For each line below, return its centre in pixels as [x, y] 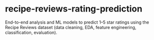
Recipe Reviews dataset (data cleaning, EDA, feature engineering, [71, 27]
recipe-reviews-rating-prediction [74, 9]
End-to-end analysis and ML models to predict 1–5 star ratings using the [77, 22]
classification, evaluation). [31, 32]
